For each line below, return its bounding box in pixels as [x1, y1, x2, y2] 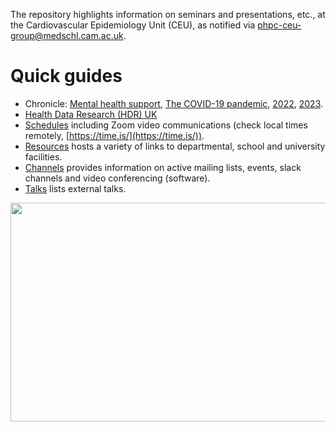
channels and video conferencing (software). [24, 172, 211, 184]
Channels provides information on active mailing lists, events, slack [24, 161, 302, 173]
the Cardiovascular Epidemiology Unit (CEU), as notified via [10, 19, 256, 31]
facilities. [24, 150, 63, 163]
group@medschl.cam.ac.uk [10, 30, 124, 41]
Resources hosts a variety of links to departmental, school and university [24, 140, 326, 152]
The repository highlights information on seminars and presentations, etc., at [10, 9, 326, 20]
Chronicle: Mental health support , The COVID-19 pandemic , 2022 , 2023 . [24, 97, 324, 109]
